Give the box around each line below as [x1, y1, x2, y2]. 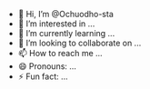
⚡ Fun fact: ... [17, 71, 68, 82]
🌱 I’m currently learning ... [17, 28, 115, 38]
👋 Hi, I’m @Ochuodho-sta [17, 9, 114, 19]
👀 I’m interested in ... [17, 18, 95, 29]
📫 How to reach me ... [17, 48, 103, 58]
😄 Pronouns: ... [17, 61, 77, 72]
